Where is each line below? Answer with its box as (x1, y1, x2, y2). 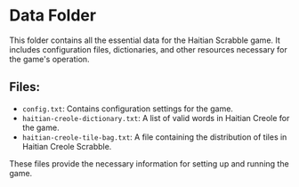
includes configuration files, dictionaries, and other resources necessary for (9, 44, 287, 54)
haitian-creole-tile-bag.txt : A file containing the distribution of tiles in (21, 131, 287, 142)
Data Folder (9, 5, 96, 26)
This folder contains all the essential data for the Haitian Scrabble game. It (9, 35, 280, 45)
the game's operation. (9, 53, 91, 64)
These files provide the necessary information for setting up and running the (9, 158, 289, 169)
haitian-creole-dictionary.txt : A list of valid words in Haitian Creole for (21, 112, 290, 123)
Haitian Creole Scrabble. (21, 141, 112, 151)
